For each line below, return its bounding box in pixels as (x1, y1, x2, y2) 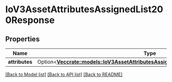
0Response (5, 14, 55, 26)
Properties (5, 35, 40, 43)
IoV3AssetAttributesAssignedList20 (5, 4, 163, 15)
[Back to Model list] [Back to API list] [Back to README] (5, 71, 123, 77)
